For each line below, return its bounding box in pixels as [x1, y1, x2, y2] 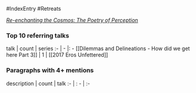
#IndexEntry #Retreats [6, 5, 61, 12]
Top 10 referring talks [6, 31, 70, 39]
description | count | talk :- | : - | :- [6, 80, 91, 87]
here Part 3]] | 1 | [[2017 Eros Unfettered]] [6, 51, 108, 58]
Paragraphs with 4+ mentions [6, 66, 94, 75]
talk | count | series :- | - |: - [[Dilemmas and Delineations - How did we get [6, 45, 190, 52]
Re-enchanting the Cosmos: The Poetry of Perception [6, 17, 138, 23]
